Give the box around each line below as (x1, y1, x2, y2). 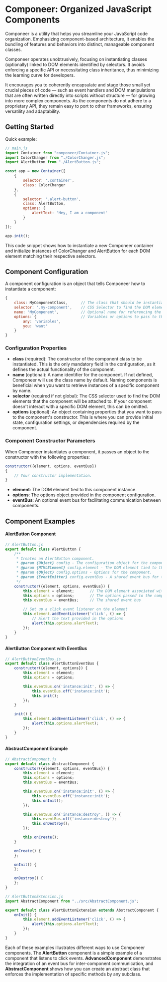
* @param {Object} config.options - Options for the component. (16, 570, 153, 575)
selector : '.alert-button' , (23, 196, 81, 202)
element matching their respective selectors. (5, 253, 97, 259)
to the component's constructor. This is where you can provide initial (12, 414, 153, 420)
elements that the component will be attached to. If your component (12, 398, 152, 404)
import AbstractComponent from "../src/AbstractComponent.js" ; (5, 899, 139, 904)
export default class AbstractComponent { (5, 761, 94, 766)
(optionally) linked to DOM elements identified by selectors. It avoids (5, 61, 145, 67)
